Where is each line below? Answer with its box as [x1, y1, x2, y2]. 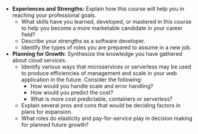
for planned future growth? [21, 121, 89, 128]
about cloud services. [12, 57, 67, 64]
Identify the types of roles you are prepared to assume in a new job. [21, 44, 192, 51]
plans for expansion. [21, 109, 73, 115]
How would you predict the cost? [30, 89, 114, 96]
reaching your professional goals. [12, 12, 96, 19]
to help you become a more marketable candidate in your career [21, 24, 183, 32]
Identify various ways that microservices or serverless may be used [21, 63, 192, 70]
